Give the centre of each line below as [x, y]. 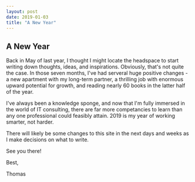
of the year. [20, 92]
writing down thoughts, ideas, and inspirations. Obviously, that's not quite [95, 67]
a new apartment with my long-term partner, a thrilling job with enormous [95, 80]
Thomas [16, 174]
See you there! [24, 151]
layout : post [22, 11]
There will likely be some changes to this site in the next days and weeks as [97, 134]
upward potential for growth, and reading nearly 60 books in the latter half [96, 85]
